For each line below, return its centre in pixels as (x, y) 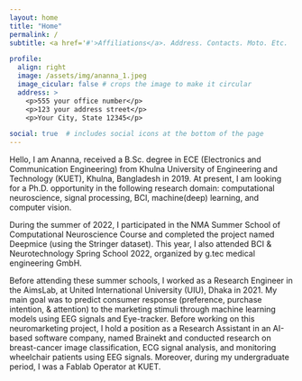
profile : (26, 59)
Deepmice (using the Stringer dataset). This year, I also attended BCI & (141, 244)
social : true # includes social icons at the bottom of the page (137, 134)
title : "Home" (36, 26)
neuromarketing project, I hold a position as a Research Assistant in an (140, 329)
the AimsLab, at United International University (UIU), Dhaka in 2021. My (143, 290)
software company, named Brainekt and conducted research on (153, 338)
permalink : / (34, 34)
